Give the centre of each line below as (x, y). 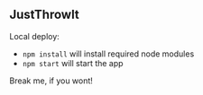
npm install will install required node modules (108, 54)
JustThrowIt (44, 15)
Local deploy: (35, 36)
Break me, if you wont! (51, 81)
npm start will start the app (73, 63)
